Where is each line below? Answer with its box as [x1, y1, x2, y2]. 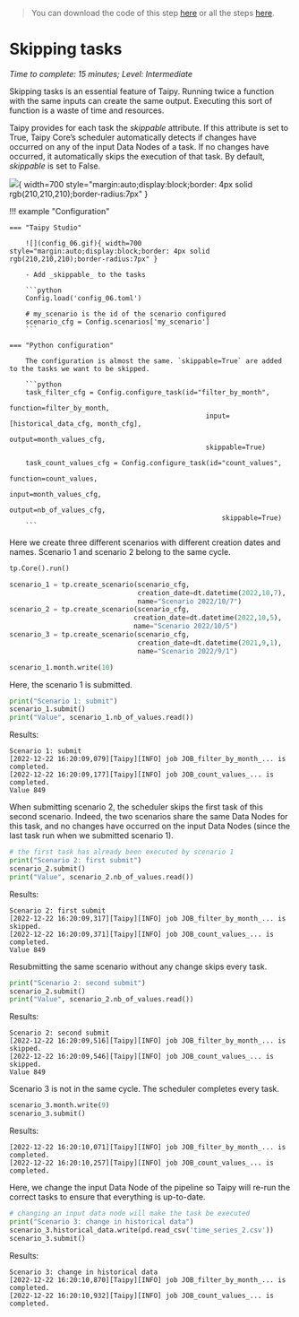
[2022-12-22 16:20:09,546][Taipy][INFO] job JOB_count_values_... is [9, 1053, 275, 1061]
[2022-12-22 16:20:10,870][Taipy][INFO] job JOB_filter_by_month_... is [9, 1275, 286, 1285]
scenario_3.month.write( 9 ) [9, 1101, 110, 1110]
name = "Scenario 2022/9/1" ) [137, 646, 239, 655]
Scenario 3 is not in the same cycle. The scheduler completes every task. [9, 1084, 280, 1095]
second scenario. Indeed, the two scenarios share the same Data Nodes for [9, 811, 288, 822]
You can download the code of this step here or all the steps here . [30, 8, 275, 18]
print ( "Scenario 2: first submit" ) [9, 856, 142, 865]
